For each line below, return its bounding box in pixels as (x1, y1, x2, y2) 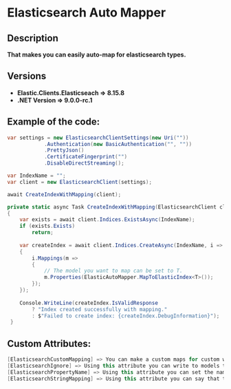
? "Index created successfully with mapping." (32, 306, 168, 313)
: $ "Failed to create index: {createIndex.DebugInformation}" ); (32, 312, 220, 319)
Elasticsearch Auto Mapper (7, 5, 166, 21)
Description (7, 32, 58, 44)
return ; (32, 229, 54, 236)
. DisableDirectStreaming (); (43, 160, 125, 167)
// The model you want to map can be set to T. (43, 267, 184, 275)
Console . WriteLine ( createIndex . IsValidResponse (19, 299, 158, 306)
